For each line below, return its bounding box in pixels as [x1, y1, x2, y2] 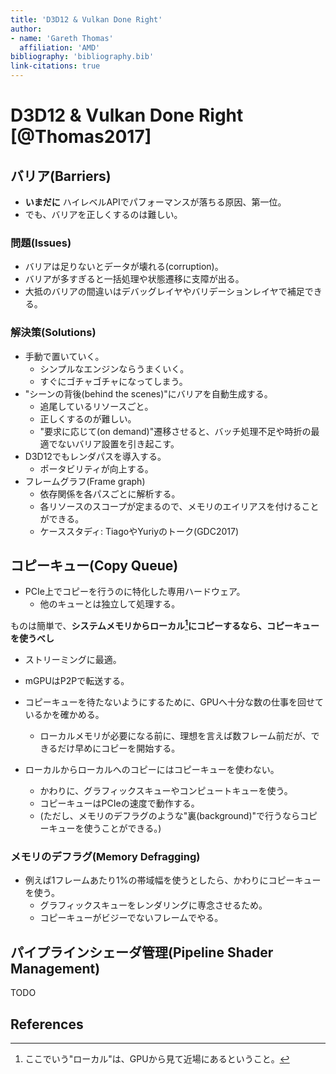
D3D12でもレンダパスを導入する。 [24, 450, 167, 462]
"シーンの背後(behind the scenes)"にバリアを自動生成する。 [24, 387, 273, 400]
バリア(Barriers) [10, 167, 112, 185]
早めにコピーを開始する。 [74, 742, 181, 755]
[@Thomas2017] [10, 126, 152, 148]
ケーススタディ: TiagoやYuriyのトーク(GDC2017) [39, 525, 240, 537]
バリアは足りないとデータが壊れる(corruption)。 [24, 261, 224, 273]
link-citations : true [10, 61, 101, 71]
